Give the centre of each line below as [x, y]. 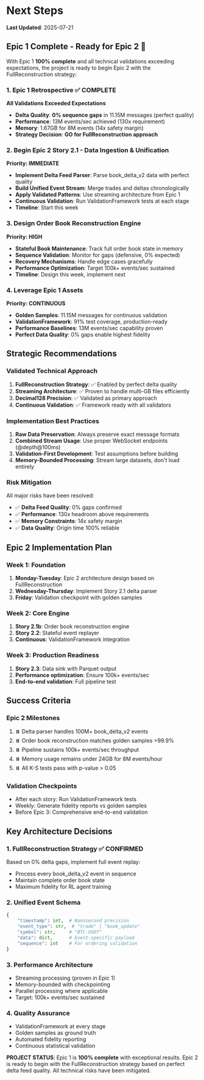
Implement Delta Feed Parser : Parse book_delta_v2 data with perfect [102, 175]
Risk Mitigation [29, 482]
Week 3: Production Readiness [53, 655]
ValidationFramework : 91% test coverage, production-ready [91, 321]
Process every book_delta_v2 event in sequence [76, 874]
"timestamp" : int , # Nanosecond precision [73, 921]
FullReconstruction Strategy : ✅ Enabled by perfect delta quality [96, 384]
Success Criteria [39, 700]
